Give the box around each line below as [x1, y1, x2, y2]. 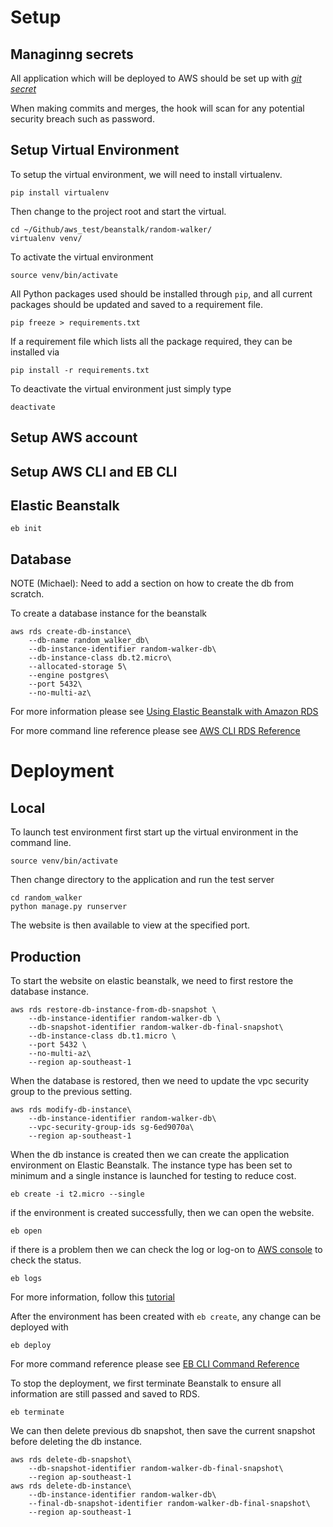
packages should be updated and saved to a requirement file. [10, 298, 264, 310]
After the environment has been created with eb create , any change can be [10, 1311, 322, 1323]
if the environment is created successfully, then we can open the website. [10, 1207, 315, 1219]
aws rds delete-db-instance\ [10, 1481, 132, 1491]
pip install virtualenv [10, 187, 110, 198]
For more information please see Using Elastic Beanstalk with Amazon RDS [10, 706, 319, 718]
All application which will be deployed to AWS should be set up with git [10, 72, 302, 84]
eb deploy [10, 1341, 52, 1351]
